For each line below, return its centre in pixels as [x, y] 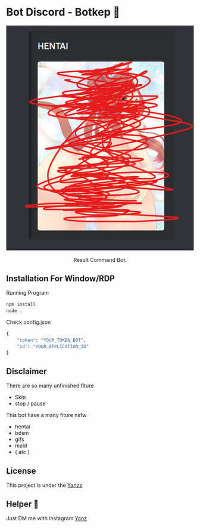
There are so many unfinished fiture [50, 386]
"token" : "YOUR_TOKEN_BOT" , [51, 340]
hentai [23, 427]
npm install [21, 305]
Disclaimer [26, 371]
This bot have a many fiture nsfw [47, 415]
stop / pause [30, 404]
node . [14, 311]
